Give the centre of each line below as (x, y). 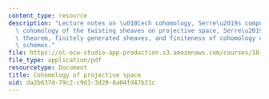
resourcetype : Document (48, 68)
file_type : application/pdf (55, 61)
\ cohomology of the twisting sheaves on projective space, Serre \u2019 (139, 30)
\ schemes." (36, 46)
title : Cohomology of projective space (75, 75)
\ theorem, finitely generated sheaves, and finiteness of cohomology (136, 38)
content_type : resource (48, 16)
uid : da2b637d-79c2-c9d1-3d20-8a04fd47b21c (82, 82)
